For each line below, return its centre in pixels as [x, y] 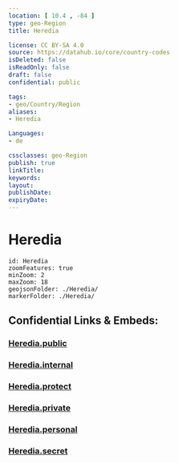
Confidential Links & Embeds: [83, 321]
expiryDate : [28, 200]
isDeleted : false [37, 60]
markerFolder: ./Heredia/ [51, 296]
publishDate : [30, 193]
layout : [21, 185]
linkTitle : [26, 170]
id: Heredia [28, 261]
